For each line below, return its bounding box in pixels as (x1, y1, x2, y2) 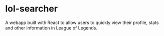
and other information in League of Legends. (5, 24, 98, 30)
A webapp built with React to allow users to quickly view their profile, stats (5, 19, 159, 25)
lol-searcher (5, 3, 58, 14)
